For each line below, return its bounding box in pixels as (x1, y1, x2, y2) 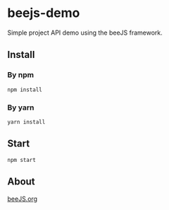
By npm (7, 70, 34, 80)
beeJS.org (7, 194, 37, 203)
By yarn (7, 103, 35, 112)
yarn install (7, 118, 46, 125)
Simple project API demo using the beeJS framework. (7, 28, 163, 37)
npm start (7, 156, 37, 163)
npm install (7, 86, 42, 93)
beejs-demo (7, 5, 80, 21)
